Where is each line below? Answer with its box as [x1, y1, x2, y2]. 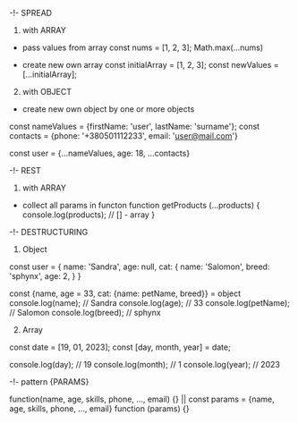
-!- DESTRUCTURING [9, 227, 89, 237]
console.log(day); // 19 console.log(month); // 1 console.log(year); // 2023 [9, 360, 280, 369]
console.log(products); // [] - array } [21, 209, 155, 220]
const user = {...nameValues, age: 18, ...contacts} [9, 148, 191, 158]
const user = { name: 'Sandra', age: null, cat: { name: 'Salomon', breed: [9, 261, 270, 272]
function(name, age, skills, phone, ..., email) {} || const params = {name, [9, 393, 275, 404]
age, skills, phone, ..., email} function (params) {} [9, 403, 190, 414]
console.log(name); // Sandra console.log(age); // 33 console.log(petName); [9, 298, 291, 308]
